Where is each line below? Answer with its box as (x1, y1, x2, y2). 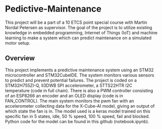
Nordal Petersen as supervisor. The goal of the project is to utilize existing (5, 24, 152, 30)
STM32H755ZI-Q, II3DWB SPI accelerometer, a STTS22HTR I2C (5, 82, 133, 88)
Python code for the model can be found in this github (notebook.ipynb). (5, 118, 149, 124)
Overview (5, 54, 35, 63)
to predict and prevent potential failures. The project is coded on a (5, 77, 137, 83)
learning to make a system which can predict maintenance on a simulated (5, 35, 151, 41)
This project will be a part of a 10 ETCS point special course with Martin (5, 19, 147, 25)
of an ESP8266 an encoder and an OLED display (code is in (5, 93, 123, 98)
